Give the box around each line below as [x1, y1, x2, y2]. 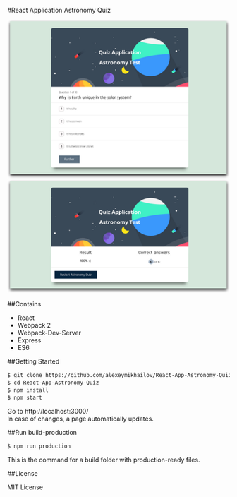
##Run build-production [7, 428, 78, 436]
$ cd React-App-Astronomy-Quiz [7, 379, 99, 387]
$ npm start [7, 394, 42, 401]
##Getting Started [7, 357, 60, 366]
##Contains [7, 300, 42, 309]
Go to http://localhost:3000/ [7, 407, 89, 415]
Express [17, 336, 42, 345]
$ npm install [7, 386, 49, 394]
